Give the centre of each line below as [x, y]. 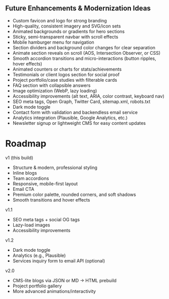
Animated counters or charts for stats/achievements [67, 69]
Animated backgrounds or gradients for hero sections [69, 31]
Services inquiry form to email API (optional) [59, 260]
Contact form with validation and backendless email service [75, 112]
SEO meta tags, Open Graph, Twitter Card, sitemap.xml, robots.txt [81, 102]
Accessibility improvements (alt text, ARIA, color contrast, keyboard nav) [89, 96]
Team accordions [31, 178]
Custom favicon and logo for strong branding [60, 20]
